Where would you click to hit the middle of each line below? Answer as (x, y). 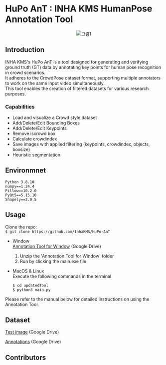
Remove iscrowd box (34, 133)
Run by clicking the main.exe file (53, 261)
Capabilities (20, 106)
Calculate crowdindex (35, 139)
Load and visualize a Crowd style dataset (55, 117)
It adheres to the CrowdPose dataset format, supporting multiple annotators (83, 77)
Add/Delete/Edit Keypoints (40, 128)
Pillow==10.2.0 (21, 190)
